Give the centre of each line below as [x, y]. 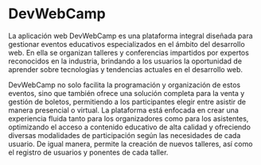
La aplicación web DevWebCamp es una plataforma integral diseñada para [130, 36]
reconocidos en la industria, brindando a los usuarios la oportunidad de [125, 61]
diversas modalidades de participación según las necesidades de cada [125, 135]
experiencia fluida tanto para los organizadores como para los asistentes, [129, 118]
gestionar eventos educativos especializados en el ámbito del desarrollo [127, 44]
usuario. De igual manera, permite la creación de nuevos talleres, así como [130, 144]
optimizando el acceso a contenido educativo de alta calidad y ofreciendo [129, 127]
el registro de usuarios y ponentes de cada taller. [88, 152]
